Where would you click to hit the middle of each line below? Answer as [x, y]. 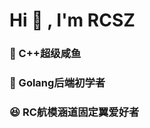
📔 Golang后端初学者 [57, 83]
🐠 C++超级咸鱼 [45, 54]
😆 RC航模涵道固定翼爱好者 [74, 112]
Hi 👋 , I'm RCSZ [72, 20]
